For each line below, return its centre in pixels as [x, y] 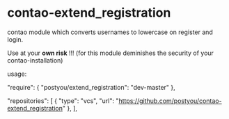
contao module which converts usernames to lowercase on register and [110, 32]
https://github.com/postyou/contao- [170, 101]
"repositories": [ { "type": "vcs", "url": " [63, 101]
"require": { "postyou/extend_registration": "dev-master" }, [91, 87]
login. [15, 39]
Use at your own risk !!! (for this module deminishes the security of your [111, 53]
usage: [17, 74]
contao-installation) [35, 60]
